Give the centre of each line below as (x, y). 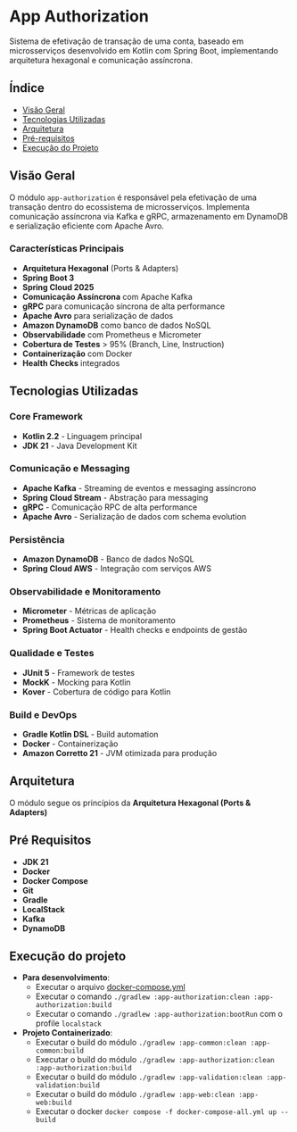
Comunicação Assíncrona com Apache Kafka (107, 296)
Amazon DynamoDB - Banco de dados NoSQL (108, 559)
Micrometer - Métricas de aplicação (89, 611)
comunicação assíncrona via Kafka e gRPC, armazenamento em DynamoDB (148, 216)
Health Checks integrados (71, 362)
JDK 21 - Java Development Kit (79, 445)
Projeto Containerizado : (67, 1033)
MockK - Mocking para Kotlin (76, 682)
